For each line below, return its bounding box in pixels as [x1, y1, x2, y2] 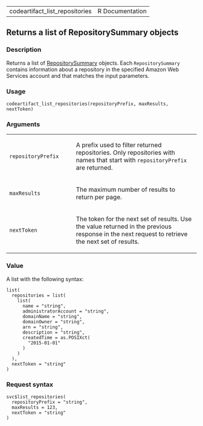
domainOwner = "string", [22, 319, 85, 325]
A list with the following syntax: [6, 275, 84, 282]
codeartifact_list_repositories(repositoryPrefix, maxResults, [6, 101, 169, 107]
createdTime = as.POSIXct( [22, 334, 91, 340]
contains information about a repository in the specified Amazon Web [6, 66, 179, 73]
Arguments [6, 120, 40, 129]
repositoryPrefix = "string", [11, 399, 88, 405]
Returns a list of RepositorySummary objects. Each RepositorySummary [6, 59, 180, 66]
